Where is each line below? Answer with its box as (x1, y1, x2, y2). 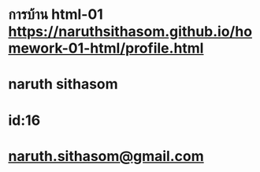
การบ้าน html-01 (8, 5, 104, 24)
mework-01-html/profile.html (8, 39, 204, 57)
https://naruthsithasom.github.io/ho (8, 23, 253, 41)
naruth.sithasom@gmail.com (8, 147, 204, 165)
